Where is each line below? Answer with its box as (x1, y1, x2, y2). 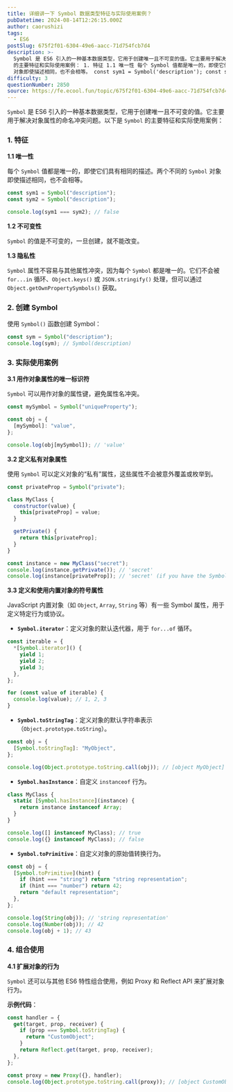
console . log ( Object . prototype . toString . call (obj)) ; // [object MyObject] (7, 764, 225, 771)
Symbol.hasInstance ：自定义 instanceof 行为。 (17, 777, 151, 785)
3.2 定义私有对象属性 (7, 455, 67, 463)
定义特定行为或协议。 (7, 610, 68, 618)
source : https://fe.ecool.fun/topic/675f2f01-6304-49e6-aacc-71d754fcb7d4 (7, 87, 228, 94)
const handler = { (7, 1014, 60, 1021)
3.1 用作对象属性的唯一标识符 (7, 375, 90, 383)
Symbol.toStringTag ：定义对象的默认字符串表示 (17, 716, 153, 724)
